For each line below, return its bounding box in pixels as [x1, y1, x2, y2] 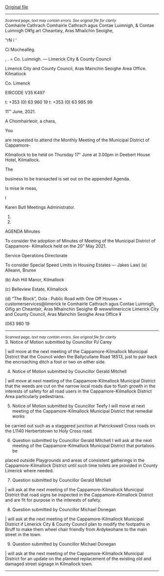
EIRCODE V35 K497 [5, 90, 45, 95]
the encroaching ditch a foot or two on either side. [5, 359, 106, 365]
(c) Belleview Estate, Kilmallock [5, 286, 68, 292]
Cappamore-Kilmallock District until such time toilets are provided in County [5, 463, 158, 468]
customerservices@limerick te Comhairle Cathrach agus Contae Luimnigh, [5, 301, 155, 307]
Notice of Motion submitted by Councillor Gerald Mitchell [12, 369, 127, 374]
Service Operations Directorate [5, 253, 67, 258]
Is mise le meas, [5, 185, 38, 191]
